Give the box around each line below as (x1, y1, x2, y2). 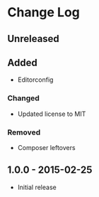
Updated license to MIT (17, 110, 86, 118)
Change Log (7, 4, 80, 21)
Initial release (17, 183, 57, 191)
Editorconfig (17, 75, 54, 84)
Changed (7, 93, 40, 103)
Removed (7, 127, 41, 137)
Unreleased (7, 33, 60, 45)
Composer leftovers (17, 143, 76, 151)
